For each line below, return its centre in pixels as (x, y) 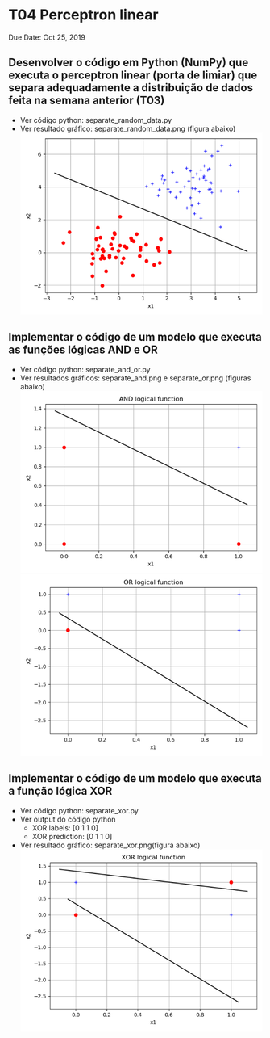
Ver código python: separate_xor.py (79, 810)
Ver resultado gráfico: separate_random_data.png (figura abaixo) (128, 128)
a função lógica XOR (60, 791)
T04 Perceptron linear (83, 15)
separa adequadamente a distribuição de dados (131, 88)
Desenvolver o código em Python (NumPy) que (129, 63)
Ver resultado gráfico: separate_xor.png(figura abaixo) (110, 845)
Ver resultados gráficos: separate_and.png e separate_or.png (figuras (135, 378)
